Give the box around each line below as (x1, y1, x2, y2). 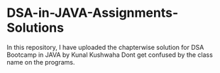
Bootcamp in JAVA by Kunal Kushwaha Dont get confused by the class (6, 51, 214, 59)
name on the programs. (6, 58, 75, 66)
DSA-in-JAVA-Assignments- (6, 5, 179, 21)
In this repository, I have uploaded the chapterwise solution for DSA (6, 43, 204, 51)
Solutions (6, 20, 65, 36)
